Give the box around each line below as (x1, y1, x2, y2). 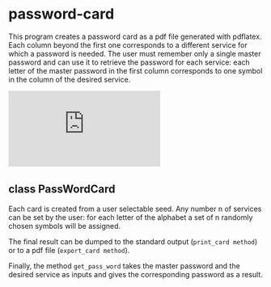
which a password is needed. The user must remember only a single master (8, 49, 261, 58)
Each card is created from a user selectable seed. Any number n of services (8, 204, 262, 213)
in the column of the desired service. (8, 74, 131, 84)
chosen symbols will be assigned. (8, 221, 121, 230)
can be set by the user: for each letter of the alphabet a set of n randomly (8, 212, 253, 222)
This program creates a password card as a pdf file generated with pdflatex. (8, 32, 262, 41)
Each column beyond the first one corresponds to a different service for (8, 40, 248, 49)
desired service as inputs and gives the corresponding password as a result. (8, 269, 263, 279)
